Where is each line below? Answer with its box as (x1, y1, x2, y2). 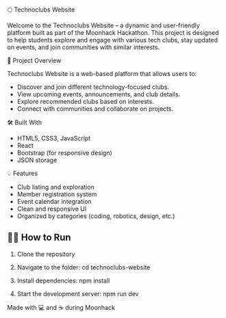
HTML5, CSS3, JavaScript (16, 134, 91, 142)
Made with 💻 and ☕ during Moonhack (7, 303, 115, 311)
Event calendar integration (16, 198, 92, 205)
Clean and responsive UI (16, 204, 87, 213)
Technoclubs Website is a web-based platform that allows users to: (7, 70, 197, 77)
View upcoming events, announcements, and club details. (16, 90, 180, 98)
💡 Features (7, 170, 38, 177)
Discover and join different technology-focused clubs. (16, 83, 170, 91)
